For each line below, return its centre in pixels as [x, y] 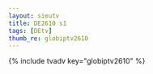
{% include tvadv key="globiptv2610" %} [77, 61]
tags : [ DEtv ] [30, 31]
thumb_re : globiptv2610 [49, 38]
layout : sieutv [34, 16]
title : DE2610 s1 [38, 23]
